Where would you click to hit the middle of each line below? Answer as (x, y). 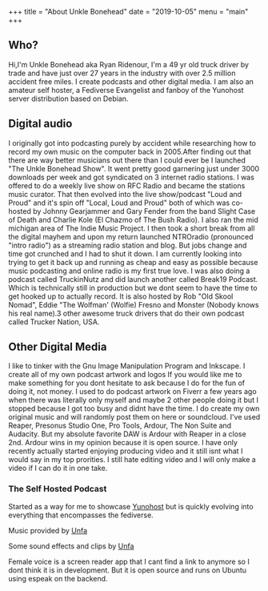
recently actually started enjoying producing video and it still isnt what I (126, 451)
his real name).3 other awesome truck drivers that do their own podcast (126, 313)
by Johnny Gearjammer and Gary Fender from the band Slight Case (144, 211)
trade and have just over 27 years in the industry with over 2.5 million (122, 73)
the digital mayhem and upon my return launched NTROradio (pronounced (131, 236)
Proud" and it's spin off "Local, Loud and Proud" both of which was (119, 203)
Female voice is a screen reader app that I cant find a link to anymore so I (129, 561)
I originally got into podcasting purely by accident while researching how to (132, 143)
